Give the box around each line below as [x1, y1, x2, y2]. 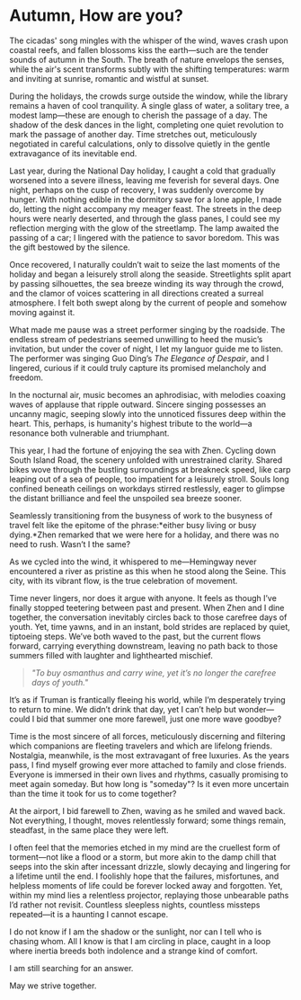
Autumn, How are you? [9, 5, 184, 26]
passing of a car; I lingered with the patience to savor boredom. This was [9, 232, 280, 243]
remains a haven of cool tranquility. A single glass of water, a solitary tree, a [9, 100, 289, 111]
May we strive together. [9, 980, 97, 991]
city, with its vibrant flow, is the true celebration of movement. [9, 575, 238, 586]
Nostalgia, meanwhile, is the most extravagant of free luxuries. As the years [9, 749, 290, 760]
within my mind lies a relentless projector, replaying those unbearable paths [9, 889, 289, 900]
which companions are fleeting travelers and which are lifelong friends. [9, 740, 272, 751]
